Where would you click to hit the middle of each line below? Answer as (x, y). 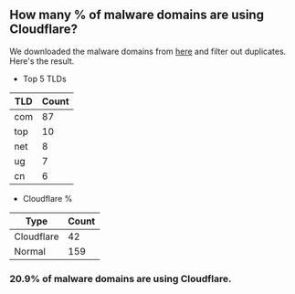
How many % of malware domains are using (137, 15)
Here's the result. (42, 61)
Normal (30, 251)
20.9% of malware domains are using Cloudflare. (121, 278)
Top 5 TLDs (44, 79)
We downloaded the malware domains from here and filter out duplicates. (148, 51)
